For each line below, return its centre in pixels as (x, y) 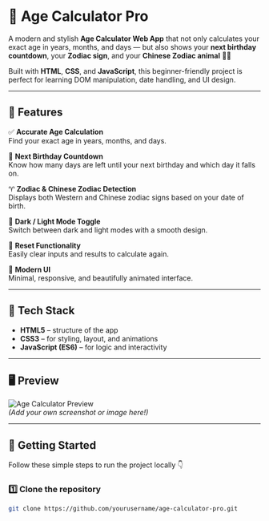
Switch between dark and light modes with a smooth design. (108, 230)
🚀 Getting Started (52, 445)
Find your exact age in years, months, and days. (87, 140)
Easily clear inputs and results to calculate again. (89, 254)
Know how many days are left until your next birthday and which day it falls (132, 164)
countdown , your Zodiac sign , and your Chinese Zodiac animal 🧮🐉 (120, 55)
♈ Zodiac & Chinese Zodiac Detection (72, 188)
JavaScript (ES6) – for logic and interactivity (93, 347)
